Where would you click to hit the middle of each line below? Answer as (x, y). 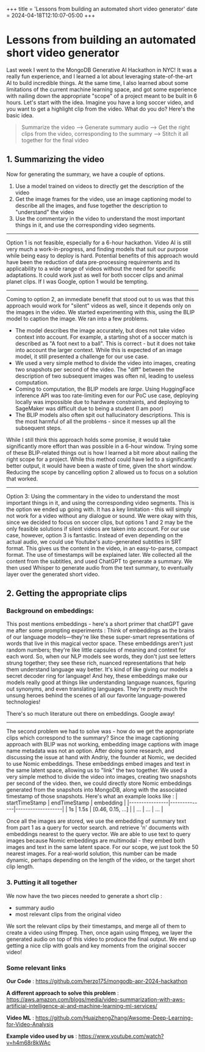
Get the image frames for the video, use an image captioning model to (103, 199)
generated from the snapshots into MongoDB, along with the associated (97, 790)
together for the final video (55, 140)
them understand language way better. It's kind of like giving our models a (100, 669)
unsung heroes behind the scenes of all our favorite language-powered (96, 696)
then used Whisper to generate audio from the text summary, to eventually (100, 567)
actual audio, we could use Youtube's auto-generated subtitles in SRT (94, 542)
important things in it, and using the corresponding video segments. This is (101, 502)
